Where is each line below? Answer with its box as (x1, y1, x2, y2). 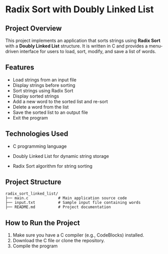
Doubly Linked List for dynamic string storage (12, 153, 109, 159)
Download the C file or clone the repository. (12, 238, 105, 244)
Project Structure (5, 178, 61, 187)
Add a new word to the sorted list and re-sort (12, 98, 109, 104)
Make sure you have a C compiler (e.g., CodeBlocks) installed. (12, 232, 144, 238)
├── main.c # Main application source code (5, 196, 127, 201)
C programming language (12, 143, 67, 149)
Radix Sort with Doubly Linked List (5, 4, 154, 15)
